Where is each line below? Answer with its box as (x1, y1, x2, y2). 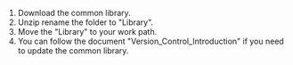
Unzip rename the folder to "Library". (17, 17, 154, 28)
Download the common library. (17, 8, 131, 18)
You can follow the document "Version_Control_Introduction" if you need (17, 36, 285, 46)
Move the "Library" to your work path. (17, 27, 158, 37)
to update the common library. (17, 45, 129, 56)
